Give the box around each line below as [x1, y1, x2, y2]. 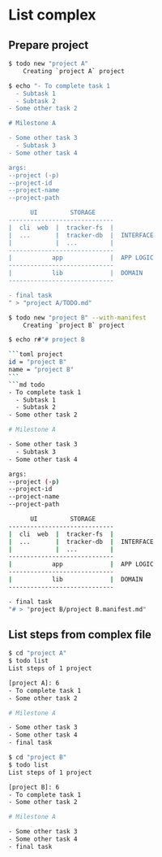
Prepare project [8, 38, 89, 52]
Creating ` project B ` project [23, 321, 126, 329]
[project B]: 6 [8, 783, 60, 791]
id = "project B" [8, 358, 67, 367]
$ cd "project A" [8, 649, 67, 658]
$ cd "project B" [8, 754, 67, 762]
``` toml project [8, 350, 63, 359]
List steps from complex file [8, 628, 152, 642]
